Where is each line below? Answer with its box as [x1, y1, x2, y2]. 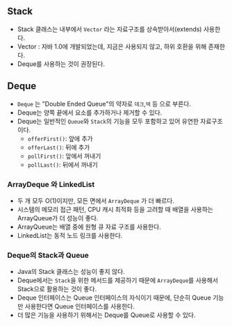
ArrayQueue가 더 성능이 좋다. [17, 213, 99, 222]
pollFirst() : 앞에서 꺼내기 [27, 152, 101, 160]
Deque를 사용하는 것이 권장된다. [17, 59, 106, 68]
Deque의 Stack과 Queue [7, 250, 89, 260]
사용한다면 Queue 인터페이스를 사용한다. [24, 302, 135, 311]
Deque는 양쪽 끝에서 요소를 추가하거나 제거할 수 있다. [17, 108, 163, 117]
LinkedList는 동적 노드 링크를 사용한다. [17, 231, 123, 239]
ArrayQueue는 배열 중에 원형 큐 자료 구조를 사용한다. [17, 222, 161, 231]
